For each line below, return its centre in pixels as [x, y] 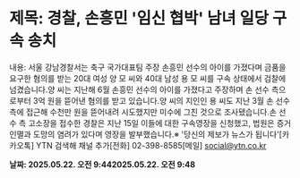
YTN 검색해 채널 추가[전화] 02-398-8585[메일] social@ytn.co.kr [151, 145]
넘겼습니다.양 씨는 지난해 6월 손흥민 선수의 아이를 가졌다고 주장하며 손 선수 [140, 89]
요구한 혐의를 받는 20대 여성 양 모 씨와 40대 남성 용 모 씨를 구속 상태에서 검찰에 [148, 78]
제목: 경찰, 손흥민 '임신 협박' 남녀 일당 [139, 18]
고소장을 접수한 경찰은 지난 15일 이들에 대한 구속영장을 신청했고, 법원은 [151, 123]
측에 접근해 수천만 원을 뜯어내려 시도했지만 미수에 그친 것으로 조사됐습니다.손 [143, 112]
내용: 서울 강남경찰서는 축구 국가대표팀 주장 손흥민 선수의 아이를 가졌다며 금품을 [148, 67]
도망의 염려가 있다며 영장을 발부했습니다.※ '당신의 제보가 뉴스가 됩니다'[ [157, 134]
